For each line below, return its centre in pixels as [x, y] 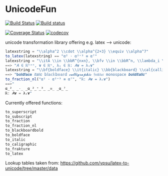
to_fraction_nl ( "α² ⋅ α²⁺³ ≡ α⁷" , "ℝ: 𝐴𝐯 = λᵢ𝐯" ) [58, 79]
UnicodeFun [31, 9]
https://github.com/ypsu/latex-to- [95, 163]
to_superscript [21, 112]
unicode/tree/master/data [32, 169]
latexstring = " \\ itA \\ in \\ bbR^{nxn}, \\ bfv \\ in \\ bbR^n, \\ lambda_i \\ [86, 61]
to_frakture [17, 149]
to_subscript [19, 116]
